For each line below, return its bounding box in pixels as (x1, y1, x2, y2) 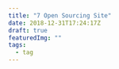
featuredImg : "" (8, 33, 62, 42)
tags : (8, 41, 26, 49)
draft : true (8, 26, 48, 34)
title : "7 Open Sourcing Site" (8, 11, 112, 20)
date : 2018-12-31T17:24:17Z (8, 19, 102, 27)
